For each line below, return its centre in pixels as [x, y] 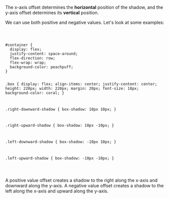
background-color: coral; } [35, 93]
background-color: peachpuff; [41, 67]
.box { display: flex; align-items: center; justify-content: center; [81, 84]
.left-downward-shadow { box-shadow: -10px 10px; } [61, 142]
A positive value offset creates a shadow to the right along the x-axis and [81, 180]
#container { [19, 45]
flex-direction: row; [33, 58]
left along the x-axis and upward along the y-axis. [57, 191]
